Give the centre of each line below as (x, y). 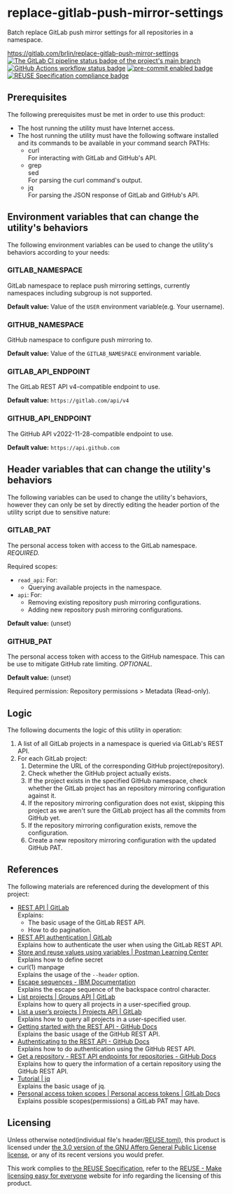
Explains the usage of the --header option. (78, 974)
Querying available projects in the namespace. (95, 587)
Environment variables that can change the (103, 217)
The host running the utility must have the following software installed (118, 135)
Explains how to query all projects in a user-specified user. (102, 1019)
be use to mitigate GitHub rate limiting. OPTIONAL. (80, 664)
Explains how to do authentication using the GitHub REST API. (106, 1048)
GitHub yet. (44, 817)
